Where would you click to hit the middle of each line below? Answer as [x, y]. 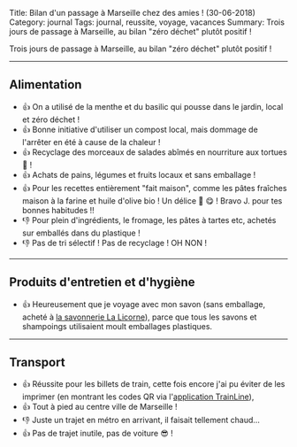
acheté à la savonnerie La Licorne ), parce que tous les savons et [139, 317]
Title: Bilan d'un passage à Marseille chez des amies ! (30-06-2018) [133, 13]
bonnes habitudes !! [58, 210]
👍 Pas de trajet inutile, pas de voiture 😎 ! [98, 434]
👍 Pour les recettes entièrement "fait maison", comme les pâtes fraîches [154, 188]
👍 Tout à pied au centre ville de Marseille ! [99, 407]
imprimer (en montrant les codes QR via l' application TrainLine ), [138, 397]
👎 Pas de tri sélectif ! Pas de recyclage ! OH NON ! [114, 243]
